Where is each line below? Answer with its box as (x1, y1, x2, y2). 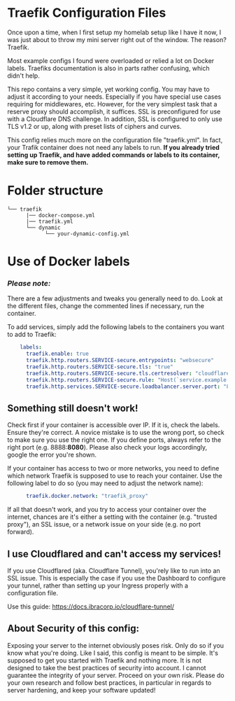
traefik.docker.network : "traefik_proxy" (25, 492, 149, 500)
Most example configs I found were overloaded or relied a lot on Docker (7, 56, 215, 64)
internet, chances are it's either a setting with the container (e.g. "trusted (7, 513, 218, 521)
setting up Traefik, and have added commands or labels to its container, (7, 151, 220, 159)
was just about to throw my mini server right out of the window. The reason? (7, 35, 227, 43)
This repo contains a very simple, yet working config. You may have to (7, 85, 210, 93)
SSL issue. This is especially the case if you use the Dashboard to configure (7, 574, 226, 582)
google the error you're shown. (7, 450, 97, 459)
